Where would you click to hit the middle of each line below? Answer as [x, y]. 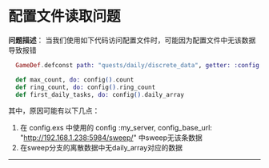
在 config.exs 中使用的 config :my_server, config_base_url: [116, 128]
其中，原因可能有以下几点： [54, 111]
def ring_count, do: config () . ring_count [86, 87]
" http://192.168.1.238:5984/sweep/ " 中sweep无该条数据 [111, 138]
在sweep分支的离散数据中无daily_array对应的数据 [101, 148]
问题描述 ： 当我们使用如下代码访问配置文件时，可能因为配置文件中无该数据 [132, 40]
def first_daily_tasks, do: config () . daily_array [100, 94]
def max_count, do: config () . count [75, 80]
